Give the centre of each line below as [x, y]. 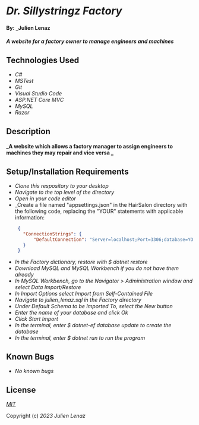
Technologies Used [42, 60]
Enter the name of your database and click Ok [72, 313]
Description [28, 131]
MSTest [24, 81]
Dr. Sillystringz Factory [64, 11]
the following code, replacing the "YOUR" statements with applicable [99, 211]
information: [29, 217]
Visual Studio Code [38, 94]
